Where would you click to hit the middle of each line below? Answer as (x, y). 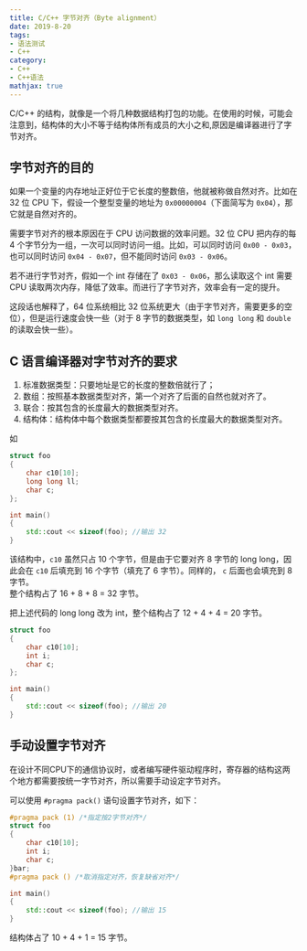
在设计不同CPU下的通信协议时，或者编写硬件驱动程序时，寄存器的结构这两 (150, 769)
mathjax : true (37, 86)
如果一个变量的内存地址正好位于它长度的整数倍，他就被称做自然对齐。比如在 (153, 191)
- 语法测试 (27, 43)
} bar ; (20, 868)
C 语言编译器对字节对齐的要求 (94, 361)
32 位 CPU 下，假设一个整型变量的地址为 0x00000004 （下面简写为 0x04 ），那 (151, 203)
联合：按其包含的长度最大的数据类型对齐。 (103, 408)
